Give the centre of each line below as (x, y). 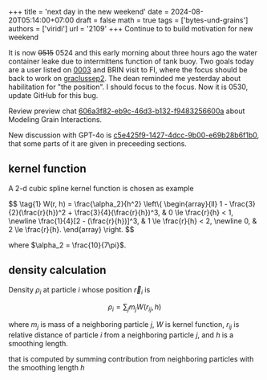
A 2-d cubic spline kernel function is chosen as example (101, 188)
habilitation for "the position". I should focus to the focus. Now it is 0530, (128, 87)
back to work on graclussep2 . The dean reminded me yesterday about (125, 78)
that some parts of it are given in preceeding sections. (97, 143)
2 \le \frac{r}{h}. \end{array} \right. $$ (71, 229)
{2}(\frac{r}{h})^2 (37, 212)
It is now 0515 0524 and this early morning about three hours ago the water (133, 53)
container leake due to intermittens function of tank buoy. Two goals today (131, 61)
